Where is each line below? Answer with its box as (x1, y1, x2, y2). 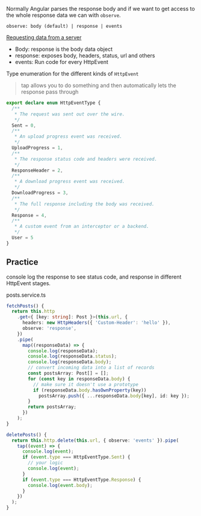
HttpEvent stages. (6, 279, 51, 286)
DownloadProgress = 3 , (11, 190, 69, 196)
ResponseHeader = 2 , (11, 167, 63, 173)
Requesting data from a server (6, 34, 82, 41)
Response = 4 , (11, 212, 47, 218)
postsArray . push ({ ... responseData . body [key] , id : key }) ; (38, 393, 190, 399)
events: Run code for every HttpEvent (14, 59, 108, 65)
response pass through (20, 88, 79, 95)
